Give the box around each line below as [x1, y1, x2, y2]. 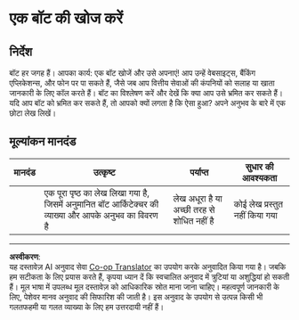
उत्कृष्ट [93, 166, 116, 178]
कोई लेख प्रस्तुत [233, 198, 283, 210]
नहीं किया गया [233, 209, 278, 221]
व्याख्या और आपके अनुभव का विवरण [44, 209, 158, 221]
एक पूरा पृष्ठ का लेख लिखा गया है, [44, 186, 149, 199]
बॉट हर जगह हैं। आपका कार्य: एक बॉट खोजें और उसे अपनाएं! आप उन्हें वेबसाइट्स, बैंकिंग [9, 68, 256, 78]
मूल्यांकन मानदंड [9, 134, 77, 150]
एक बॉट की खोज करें [9, 8, 123, 29]
